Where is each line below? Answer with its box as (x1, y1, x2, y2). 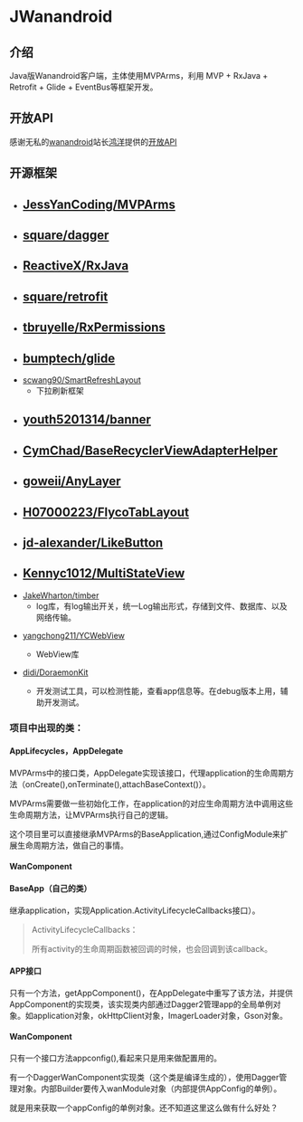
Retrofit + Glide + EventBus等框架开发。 (9, 81, 158, 92)
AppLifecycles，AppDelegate (9, 746, 124, 756)
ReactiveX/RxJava (22, 258, 129, 273)
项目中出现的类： (9, 721, 84, 734)
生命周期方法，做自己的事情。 (16, 840, 128, 851)
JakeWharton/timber (22, 590, 99, 601)
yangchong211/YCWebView (22, 630, 125, 641)
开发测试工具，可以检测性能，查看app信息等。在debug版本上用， (35, 685, 280, 696)
